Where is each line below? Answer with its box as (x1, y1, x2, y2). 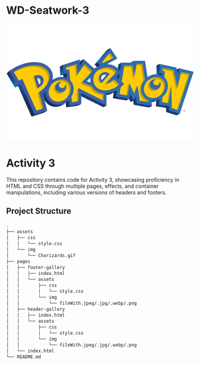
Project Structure (6, 206, 71, 216)
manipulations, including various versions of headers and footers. (6, 188, 167, 196)
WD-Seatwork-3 (6, 4, 89, 17)
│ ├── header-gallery (6, 306, 65, 312)
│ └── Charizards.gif (6, 252, 76, 258)
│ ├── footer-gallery (6, 264, 65, 270)
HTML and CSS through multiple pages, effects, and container (6, 182, 159, 190)
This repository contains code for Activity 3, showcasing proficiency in (6, 176, 180, 183)
